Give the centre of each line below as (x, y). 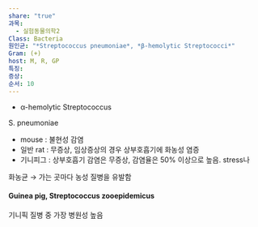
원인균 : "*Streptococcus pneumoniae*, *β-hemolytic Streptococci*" (122, 46)
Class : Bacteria (36, 39)
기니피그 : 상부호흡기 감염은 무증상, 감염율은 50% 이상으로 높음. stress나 (135, 160)
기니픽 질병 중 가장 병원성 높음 (56, 215)
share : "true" (32, 16)
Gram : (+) (25, 54)
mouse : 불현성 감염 (52, 139)
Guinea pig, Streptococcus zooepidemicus (82, 196)
